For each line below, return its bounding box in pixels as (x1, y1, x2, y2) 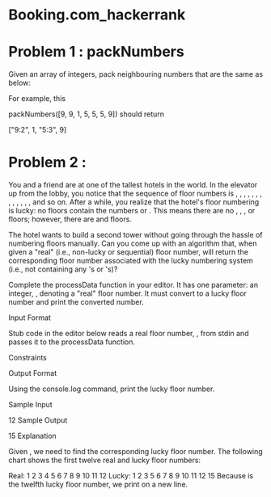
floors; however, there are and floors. (8, 214, 132, 224)
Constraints (8, 353, 47, 363)
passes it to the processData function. (8, 337, 136, 347)
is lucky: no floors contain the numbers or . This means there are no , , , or (8, 206, 256, 216)
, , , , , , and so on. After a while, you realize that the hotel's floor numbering (8, 197, 260, 207)
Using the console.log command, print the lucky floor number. (8, 384, 215, 394)
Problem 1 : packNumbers (8, 43, 184, 61)
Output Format (8, 369, 57, 378)
